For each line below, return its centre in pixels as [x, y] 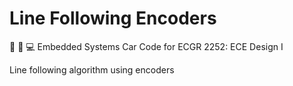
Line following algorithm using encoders [92, 69]
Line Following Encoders [113, 18]
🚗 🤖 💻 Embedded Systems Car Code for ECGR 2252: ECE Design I [146, 46]
